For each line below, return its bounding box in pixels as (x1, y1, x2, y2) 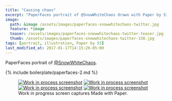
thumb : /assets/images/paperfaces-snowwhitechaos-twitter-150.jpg (10, 36, 155, 41)
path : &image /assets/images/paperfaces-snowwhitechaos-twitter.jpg (10, 21, 159, 27)
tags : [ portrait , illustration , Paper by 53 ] (5, 41, 104, 46)
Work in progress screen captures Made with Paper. (18, 90, 128, 96)
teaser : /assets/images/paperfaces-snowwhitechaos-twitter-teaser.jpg (10, 31, 164, 36)
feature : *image (10, 27, 45, 32)
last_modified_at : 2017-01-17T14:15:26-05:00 (5, 45, 104, 50)
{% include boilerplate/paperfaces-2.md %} (5, 69, 98, 75)
